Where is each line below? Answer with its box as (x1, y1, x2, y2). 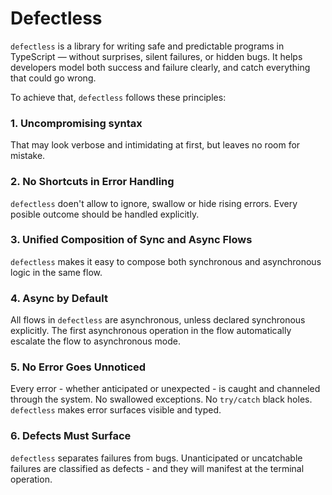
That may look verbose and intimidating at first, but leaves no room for (10, 139, 301, 151)
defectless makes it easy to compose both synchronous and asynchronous (10, 255, 322, 267)
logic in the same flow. (10, 266, 103, 278)
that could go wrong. (10, 72, 97, 84)
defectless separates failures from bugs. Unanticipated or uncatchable (10, 452, 303, 464)
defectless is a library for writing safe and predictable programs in (10, 40, 285, 52)
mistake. (10, 150, 46, 162)
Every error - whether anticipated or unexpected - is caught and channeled (10, 383, 321, 395)
